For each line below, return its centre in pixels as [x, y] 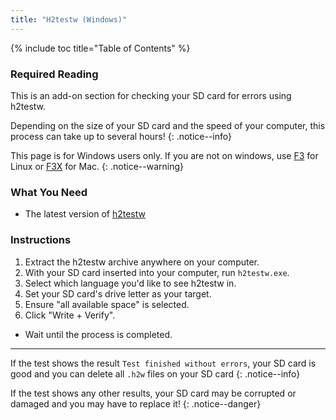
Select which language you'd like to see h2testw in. [130, 283]
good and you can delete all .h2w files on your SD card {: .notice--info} [155, 373]
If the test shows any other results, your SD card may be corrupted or [153, 393]
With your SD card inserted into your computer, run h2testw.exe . [157, 272]
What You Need [49, 192]
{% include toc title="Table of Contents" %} [100, 48]
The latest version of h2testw [85, 214]
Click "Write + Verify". [70, 315]
